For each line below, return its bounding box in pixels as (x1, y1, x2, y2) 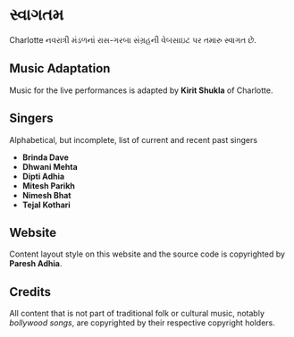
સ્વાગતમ (9, 4, 64, 25)
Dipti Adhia (21, 171, 65, 181)
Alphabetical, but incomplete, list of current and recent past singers (9, 134, 257, 145)
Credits (9, 284, 52, 299)
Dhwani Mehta (21, 161, 78, 172)
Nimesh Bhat (21, 190, 71, 200)
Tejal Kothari (21, 199, 71, 210)
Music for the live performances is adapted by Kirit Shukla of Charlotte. (9, 85, 273, 96)
